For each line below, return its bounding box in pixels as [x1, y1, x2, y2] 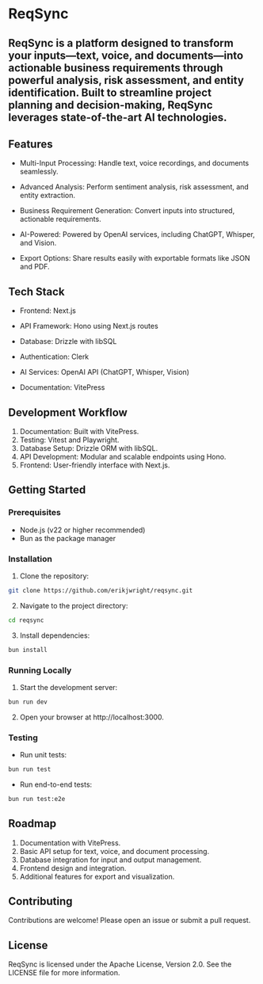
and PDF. [19, 262, 50, 272]
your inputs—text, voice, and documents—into [8, 48, 244, 62]
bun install [8, 646, 48, 654]
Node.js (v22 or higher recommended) [19, 524, 146, 535]
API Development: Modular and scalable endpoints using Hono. [19, 452, 227, 462]
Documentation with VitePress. [19, 837, 121, 848]
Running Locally [8, 665, 72, 676]
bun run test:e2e [8, 795, 66, 803]
